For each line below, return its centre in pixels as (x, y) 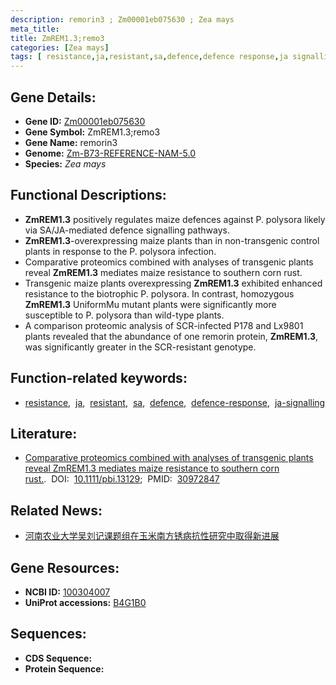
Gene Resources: (65, 567)
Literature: (44, 433)
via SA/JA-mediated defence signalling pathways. (127, 230)
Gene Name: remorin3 (71, 142)
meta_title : (35, 29)
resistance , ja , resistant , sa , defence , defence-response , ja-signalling (175, 402)
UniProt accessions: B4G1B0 (85, 602)
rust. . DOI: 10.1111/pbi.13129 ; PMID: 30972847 (122, 479)
